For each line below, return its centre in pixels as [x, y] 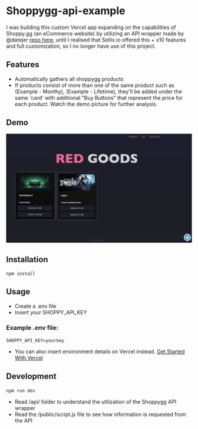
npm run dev [21, 391]
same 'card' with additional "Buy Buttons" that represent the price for [99, 97]
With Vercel [29, 358]
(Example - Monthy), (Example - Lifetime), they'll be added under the [98, 91]
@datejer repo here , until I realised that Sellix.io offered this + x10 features [96, 40]
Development [32, 376]
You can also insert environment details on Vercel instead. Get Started [100, 352]
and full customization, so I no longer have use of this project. [81, 46]
